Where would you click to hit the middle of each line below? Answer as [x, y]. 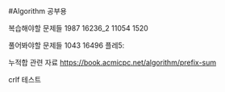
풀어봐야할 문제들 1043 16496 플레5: [67, 45]
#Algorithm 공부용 [37, 11]
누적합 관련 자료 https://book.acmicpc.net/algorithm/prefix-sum [112, 63]
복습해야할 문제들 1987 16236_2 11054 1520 [79, 28]
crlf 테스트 [25, 79]
